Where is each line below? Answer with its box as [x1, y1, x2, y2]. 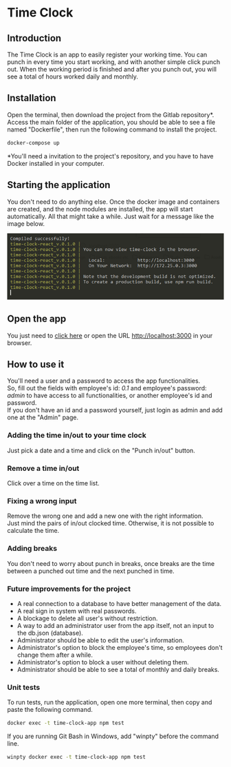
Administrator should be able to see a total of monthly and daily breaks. [16, 665, 220, 673]
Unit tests [7, 682, 41, 692]
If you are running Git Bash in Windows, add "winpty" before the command [7, 732, 219, 741]
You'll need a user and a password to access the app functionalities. [7, 377, 201, 385]
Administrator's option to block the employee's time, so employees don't [16, 643, 223, 651]
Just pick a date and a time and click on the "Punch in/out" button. [7, 446, 196, 454]
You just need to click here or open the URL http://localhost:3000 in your [7, 331, 213, 339]
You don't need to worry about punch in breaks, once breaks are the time [7, 559, 215, 567]
